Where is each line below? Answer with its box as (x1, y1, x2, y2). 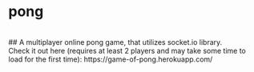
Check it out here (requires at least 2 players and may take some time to (8, 46, 246, 55)
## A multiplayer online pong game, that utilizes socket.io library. (8, 37, 223, 46)
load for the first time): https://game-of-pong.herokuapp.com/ (8, 54, 213, 64)
